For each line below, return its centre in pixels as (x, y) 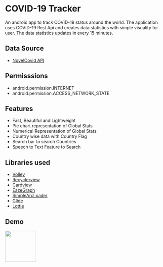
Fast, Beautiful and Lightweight (44, 121)
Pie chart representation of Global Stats (52, 126)
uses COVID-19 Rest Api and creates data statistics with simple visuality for (81, 27)
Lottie (18, 206)
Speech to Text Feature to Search (46, 147)
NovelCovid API (28, 60)
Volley (19, 174)
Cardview (22, 185)
